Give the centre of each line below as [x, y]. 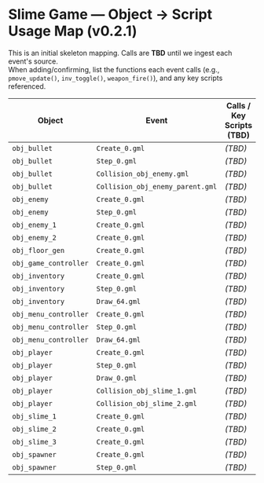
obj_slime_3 [35, 442]
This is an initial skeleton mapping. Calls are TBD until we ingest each [120, 53]
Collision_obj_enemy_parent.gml [157, 187]
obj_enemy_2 [35, 238]
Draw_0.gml [117, 378]
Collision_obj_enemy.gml [143, 174]
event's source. [33, 61]
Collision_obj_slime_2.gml [147, 403]
